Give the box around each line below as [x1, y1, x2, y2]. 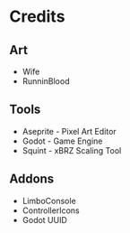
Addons [9, 172, 55, 187]
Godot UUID [22, 214, 67, 225]
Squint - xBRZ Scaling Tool [22, 144, 122, 155]
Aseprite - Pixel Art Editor [22, 126, 117, 136]
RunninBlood [22, 76, 70, 87]
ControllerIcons [22, 205, 80, 216]
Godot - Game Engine [22, 135, 103, 146]
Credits [9, 6, 65, 27]
